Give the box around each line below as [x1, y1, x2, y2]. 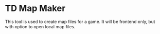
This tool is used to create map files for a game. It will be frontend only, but [5, 19, 156, 24]
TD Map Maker [5, 3, 66, 14]
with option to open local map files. [5, 23, 75, 29]
